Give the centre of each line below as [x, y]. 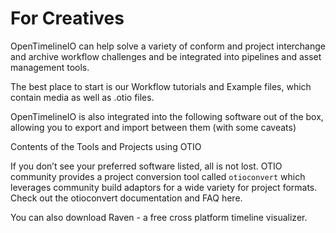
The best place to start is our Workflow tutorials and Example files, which [161, 86]
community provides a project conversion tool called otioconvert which [158, 176]
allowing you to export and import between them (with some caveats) [153, 127]
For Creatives [67, 18]
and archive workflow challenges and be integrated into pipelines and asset [166, 56]
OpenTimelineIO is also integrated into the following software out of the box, [167, 116]
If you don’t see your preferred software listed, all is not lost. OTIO [146, 166]
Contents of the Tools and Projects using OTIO [106, 146]
